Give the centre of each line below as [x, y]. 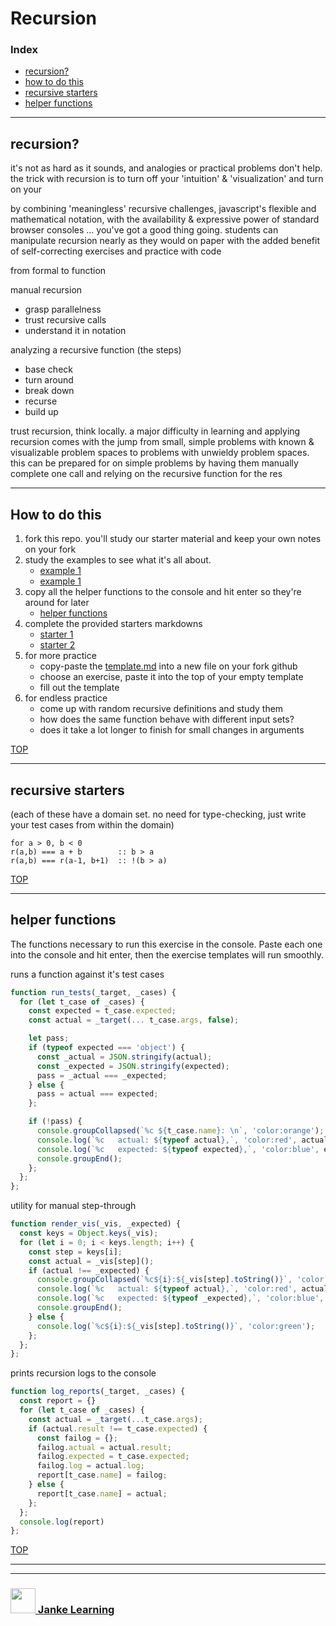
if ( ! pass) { [55, 1122]
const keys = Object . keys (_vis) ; [89, 1233]
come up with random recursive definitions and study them [161, 709]
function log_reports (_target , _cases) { [98, 1392]
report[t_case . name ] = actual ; [102, 1493]
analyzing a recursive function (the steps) [96, 350]
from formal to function [58, 271]
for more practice [60, 656]
